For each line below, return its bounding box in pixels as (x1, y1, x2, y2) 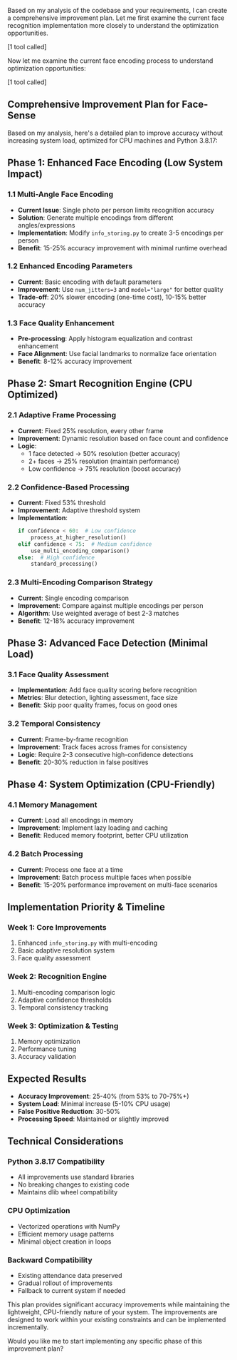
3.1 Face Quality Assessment (7, 669, 109, 679)
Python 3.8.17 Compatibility (7, 1157, 105, 1166)
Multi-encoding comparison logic (17, 988, 116, 996)
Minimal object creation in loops (17, 1237, 112, 1246)
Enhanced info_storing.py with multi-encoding (17, 938, 158, 948)
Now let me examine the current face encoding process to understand (7, 56, 214, 65)
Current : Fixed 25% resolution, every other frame (17, 426, 164, 435)
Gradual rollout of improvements (17, 1279, 113, 1287)
